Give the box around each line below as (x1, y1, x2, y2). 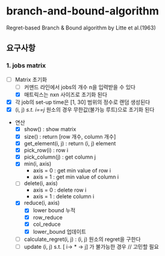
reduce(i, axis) (23, 200, 60, 207)
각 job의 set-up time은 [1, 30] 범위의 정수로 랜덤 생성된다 (14, 98, 151, 106)
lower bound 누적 (33, 207, 76, 214)
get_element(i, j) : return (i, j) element (23, 140, 116, 147)
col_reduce (33, 221, 61, 228)
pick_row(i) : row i (23, 147, 69, 154)
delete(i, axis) (23, 180, 58, 187)
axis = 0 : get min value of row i (33, 167, 111, 174)
